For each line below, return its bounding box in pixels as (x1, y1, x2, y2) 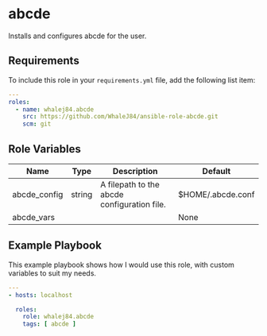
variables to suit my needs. (8, 268, 97, 278)
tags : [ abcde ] (22, 320, 77, 328)
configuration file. (100, 199, 167, 210)
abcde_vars (12, 211, 56, 222)
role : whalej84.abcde (22, 313, 94, 321)
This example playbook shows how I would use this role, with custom (8, 260, 234, 269)
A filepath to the (100, 179, 161, 190)
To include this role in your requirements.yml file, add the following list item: (8, 75, 256, 84)
